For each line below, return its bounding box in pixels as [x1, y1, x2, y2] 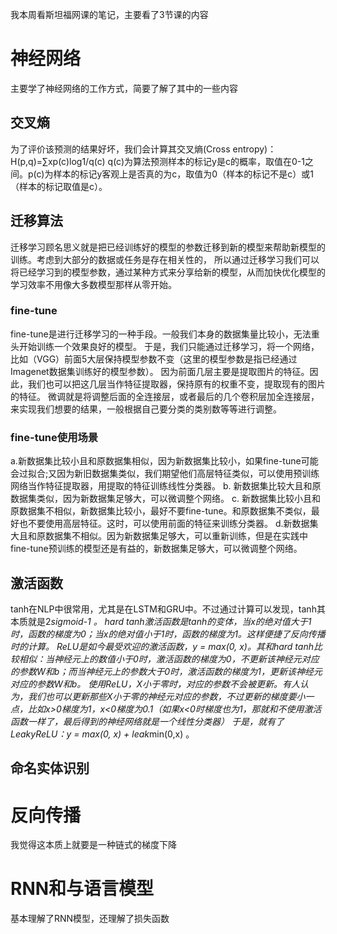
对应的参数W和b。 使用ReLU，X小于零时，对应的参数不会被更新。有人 [10, 678, 301, 690]
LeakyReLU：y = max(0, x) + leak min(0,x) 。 [10, 728, 195, 740]
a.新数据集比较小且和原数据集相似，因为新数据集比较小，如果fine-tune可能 [10, 455, 319, 467]
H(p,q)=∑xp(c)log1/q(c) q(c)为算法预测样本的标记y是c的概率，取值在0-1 [10, 155, 305, 167]
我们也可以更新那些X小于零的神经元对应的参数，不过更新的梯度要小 [27, 690, 306, 702]
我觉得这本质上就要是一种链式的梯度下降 [10, 839, 177, 851]
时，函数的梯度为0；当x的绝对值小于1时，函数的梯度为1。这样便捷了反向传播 [10, 628, 326, 640]
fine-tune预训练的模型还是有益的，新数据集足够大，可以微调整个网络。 [10, 543, 303, 555]
